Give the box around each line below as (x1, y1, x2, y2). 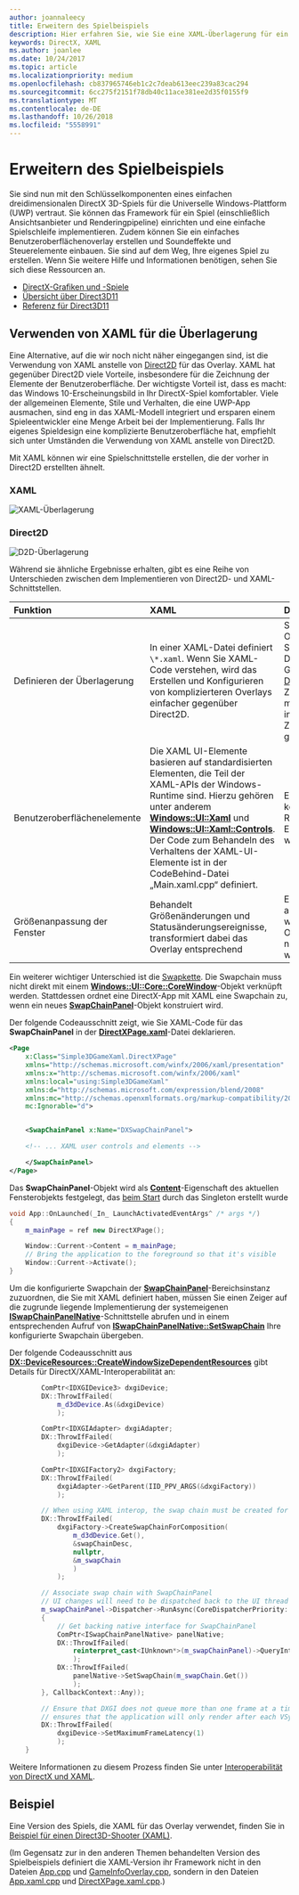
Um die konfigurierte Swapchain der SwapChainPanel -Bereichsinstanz (9, 1282, 271, 1293)
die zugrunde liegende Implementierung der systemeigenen (9, 1302, 229, 1312)
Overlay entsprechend (149, 943, 243, 956)
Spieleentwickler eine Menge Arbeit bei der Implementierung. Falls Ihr (9, 416, 265, 427)
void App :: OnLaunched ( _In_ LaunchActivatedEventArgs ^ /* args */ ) (9, 1209, 261, 1218)
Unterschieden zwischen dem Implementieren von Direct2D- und (9, 574, 248, 584)
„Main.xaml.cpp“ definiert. (149, 878, 258, 891)
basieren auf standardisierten (149, 756, 273, 769)
